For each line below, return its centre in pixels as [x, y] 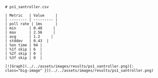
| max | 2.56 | [30, 32]
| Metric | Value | [31, 16]
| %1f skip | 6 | [24, 49]
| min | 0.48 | [30, 28]
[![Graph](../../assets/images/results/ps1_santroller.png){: [69, 66]
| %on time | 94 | [24, 45]
